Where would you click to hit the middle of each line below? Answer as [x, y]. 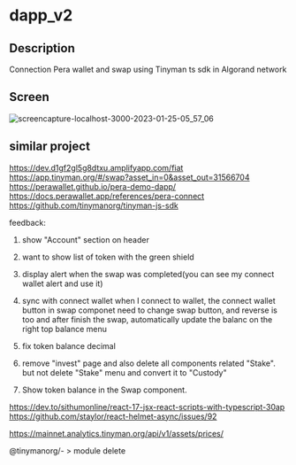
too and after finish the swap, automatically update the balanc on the [147, 319]
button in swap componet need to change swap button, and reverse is [150, 310]
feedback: [27, 222]
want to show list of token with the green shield [108, 257]
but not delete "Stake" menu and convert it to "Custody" [124, 372]
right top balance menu [65, 329]
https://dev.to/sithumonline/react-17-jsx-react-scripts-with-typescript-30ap [147, 407]
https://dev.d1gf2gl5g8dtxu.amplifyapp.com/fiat [96, 167]
